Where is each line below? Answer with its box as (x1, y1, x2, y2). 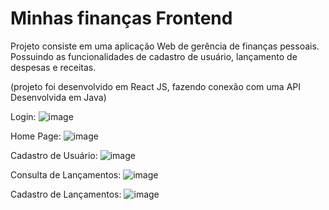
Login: (10, 110, 37, 122)
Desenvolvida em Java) (10, 91, 107, 103)
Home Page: (10, 130, 62, 142)
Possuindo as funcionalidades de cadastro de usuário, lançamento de (10, 50, 298, 62)
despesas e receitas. (10, 61, 97, 73)
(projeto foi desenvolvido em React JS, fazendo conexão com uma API (10, 80, 302, 92)
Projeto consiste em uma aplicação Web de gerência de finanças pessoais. (10, 40, 320, 52)
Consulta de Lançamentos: (10, 168, 122, 181)
